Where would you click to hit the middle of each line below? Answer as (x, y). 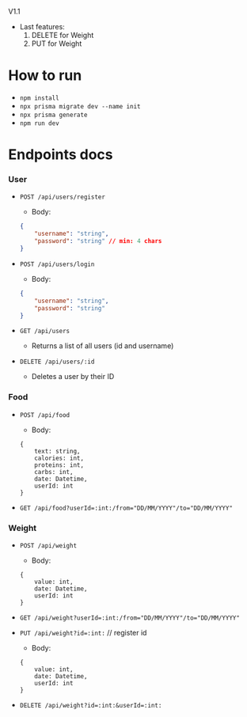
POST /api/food (45, 415)
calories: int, (59, 458)
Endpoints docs (61, 155)
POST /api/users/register (62, 197)
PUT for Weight (57, 44)
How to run (45, 76)
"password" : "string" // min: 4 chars (98, 241)
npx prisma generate (53, 115)
